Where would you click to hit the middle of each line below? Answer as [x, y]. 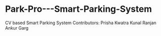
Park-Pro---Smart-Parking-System [79, 9]
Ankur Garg [17, 28]
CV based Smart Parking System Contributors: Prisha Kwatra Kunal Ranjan [81, 23]
